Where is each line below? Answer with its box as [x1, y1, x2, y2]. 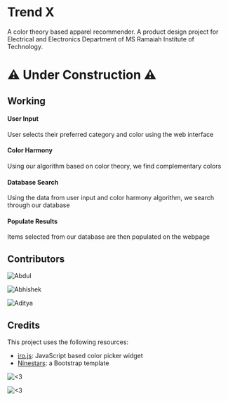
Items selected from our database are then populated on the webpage [7, 232, 210, 241]
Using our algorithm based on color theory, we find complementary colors [7, 162, 222, 170]
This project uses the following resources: [7, 338, 128, 346]
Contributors [7, 253, 65, 265]
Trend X [7, 4, 55, 20]
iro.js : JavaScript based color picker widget [17, 351, 144, 360]
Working [7, 95, 46, 107]
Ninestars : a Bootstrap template [17, 359, 109, 367]
